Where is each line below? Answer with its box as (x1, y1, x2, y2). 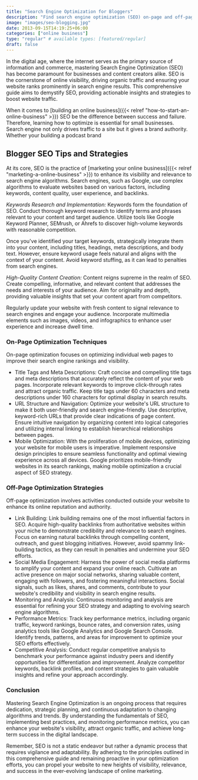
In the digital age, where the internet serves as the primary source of (6, 57, 173, 65)
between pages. (14, 431, 54, 438)
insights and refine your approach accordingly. (14, 672, 128, 679)
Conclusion (6, 686, 40, 695)
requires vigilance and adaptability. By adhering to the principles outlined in (6, 748, 189, 755)
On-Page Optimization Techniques (6, 337, 107, 345)
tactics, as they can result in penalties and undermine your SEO (35, 546, 190, 553)
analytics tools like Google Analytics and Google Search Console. (14, 627, 174, 634)
